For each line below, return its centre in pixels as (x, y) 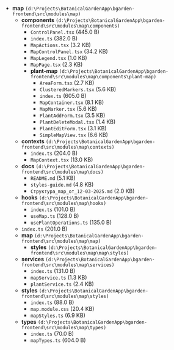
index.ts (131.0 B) (53, 271)
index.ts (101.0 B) (53, 209)
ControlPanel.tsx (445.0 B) (65, 32)
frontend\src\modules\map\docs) (62, 172)
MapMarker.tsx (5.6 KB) (68, 109)
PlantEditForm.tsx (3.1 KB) (73, 128)
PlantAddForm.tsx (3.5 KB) (72, 115)
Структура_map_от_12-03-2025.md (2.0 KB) (82, 191)
